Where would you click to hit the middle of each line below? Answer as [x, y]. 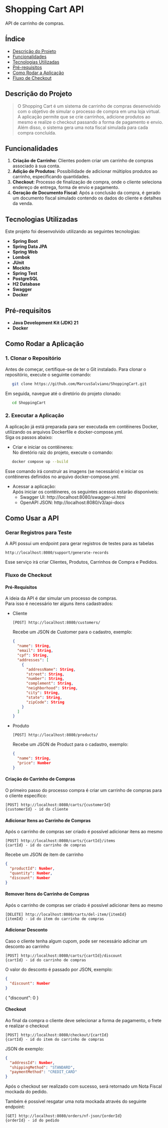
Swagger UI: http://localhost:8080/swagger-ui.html [73, 497]
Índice [15, 39]
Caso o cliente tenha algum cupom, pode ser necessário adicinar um [76, 941]
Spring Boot [25, 241]
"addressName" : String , [51, 669]
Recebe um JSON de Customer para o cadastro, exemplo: [72, 632]
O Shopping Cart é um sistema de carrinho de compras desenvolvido [89, 106]
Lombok [21, 257]
